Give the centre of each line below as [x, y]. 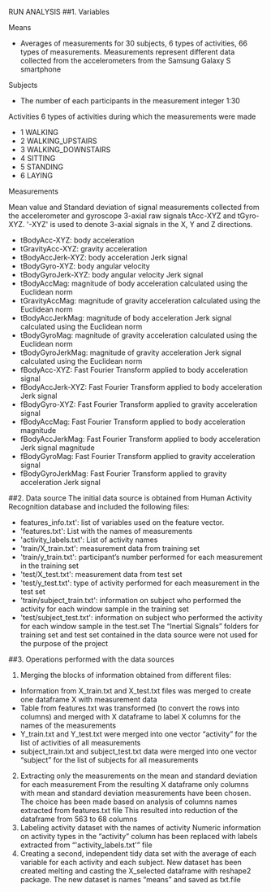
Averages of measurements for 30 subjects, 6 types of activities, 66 [133, 43]
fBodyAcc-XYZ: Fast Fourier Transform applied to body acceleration [134, 370]
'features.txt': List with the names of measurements [106, 531]
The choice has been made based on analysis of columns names [129, 802]
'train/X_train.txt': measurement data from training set [110, 548]
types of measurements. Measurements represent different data [127, 52]
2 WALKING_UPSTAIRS [58, 141]
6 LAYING [37, 175]
